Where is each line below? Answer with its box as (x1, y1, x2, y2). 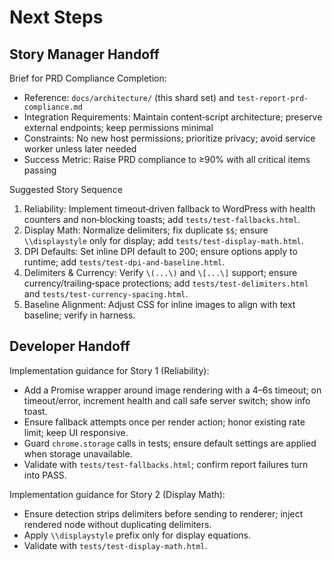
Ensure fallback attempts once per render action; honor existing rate (23, 416, 306, 428)
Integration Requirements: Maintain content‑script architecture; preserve (23, 111, 323, 123)
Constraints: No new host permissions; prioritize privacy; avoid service (23, 132, 316, 144)
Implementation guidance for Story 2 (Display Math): (9, 488, 226, 500)
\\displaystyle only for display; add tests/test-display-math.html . (23, 235, 304, 246)
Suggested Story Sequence (9, 184, 123, 195)
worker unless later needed (23, 143, 137, 155)
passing (23, 164, 57, 176)
